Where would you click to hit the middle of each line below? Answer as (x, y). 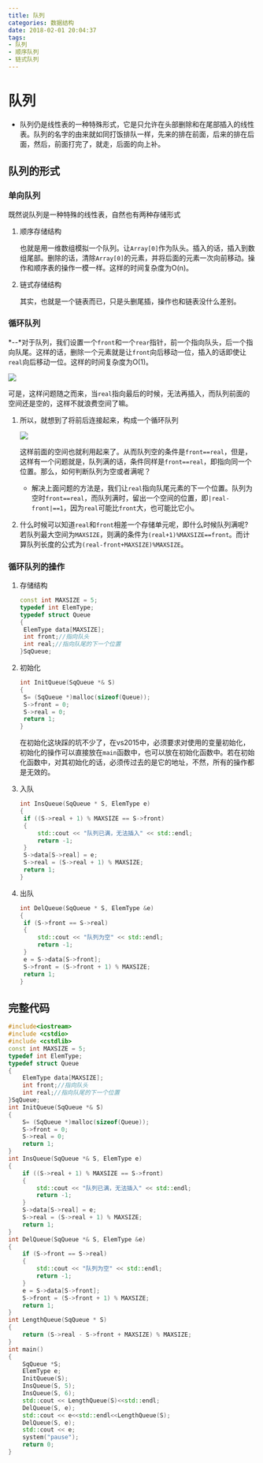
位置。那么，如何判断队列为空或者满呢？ (85, 471)
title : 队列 (26, 15)
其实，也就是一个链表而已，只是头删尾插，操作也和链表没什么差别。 (130, 301)
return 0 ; (39, 1445)
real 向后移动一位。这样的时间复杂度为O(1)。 (81, 362)
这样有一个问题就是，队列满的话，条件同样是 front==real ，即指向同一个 (135, 461)
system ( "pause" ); (51, 1437)
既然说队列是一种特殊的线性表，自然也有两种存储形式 (94, 215)
